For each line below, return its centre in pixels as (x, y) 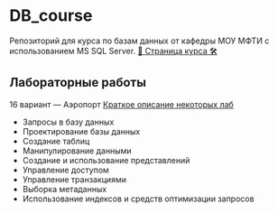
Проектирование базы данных (81, 131)
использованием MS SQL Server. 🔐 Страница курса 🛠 (114, 51)
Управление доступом (66, 170)
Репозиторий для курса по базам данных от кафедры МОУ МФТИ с (139, 41)
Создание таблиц (56, 141)
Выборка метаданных (65, 189)
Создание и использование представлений (106, 160)
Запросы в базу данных (68, 122)
